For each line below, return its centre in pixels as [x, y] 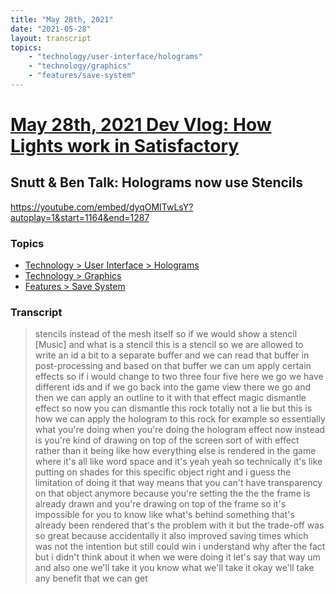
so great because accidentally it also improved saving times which [171, 536]
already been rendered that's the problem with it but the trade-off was [179, 525]
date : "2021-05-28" [51, 29]
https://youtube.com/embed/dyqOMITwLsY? [102, 207]
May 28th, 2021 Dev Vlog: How [141, 125]
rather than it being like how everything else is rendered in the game [175, 451]
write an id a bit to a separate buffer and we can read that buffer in [172, 355]
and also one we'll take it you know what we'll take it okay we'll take [174, 568]
